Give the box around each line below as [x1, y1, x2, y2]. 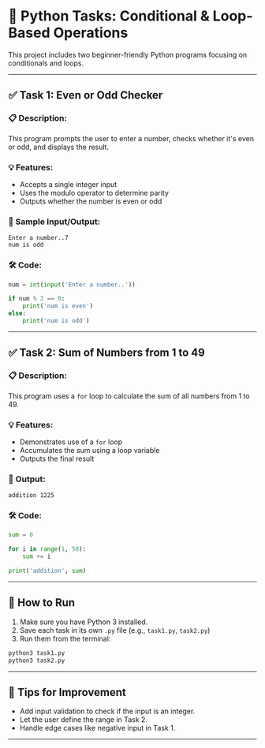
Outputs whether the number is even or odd [19, 196, 162, 206]
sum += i [22, 552, 51, 561]
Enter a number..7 [8, 234, 69, 242]
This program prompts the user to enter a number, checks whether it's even [8, 133, 255, 143]
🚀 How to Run [8, 596, 76, 610]
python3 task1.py [8, 649, 65, 657]
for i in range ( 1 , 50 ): [8, 545, 87, 553]
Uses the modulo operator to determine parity [19, 188, 170, 197]
